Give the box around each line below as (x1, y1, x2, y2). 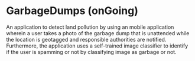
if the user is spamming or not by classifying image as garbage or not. (6, 48, 177, 55)
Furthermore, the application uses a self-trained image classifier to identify (6, 42, 188, 49)
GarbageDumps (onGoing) (6, 4, 139, 18)
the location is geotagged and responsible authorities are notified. (6, 36, 167, 43)
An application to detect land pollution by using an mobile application (6, 23, 174, 30)
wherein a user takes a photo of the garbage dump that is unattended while (6, 29, 190, 36)
